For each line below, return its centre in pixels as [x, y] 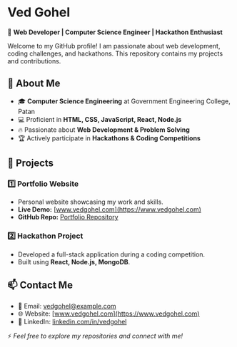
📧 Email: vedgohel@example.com [67, 306]
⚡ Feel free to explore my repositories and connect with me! [95, 336]
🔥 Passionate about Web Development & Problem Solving [104, 130]
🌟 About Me [34, 84]
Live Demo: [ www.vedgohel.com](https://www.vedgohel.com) [110, 209]
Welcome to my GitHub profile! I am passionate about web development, [114, 46]
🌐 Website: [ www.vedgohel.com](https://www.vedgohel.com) [109, 314]
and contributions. [34, 61]
